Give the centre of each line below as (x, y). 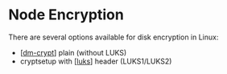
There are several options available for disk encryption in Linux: (113, 37)
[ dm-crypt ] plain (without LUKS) (73, 52)
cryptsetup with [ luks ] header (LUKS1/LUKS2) (96, 61)
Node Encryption (66, 15)
